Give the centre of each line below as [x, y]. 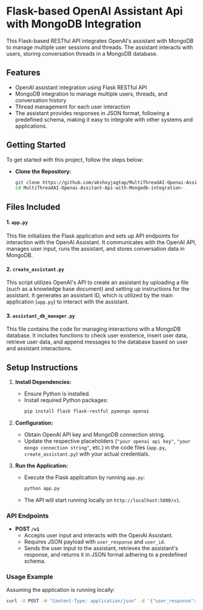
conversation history [41, 100]
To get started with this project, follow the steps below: [75, 159]
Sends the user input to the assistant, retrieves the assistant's [101, 548]
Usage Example [30, 577]
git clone [28, 182]
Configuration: [34, 423]
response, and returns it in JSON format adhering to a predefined [105, 555]
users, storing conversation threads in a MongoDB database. [82, 53]
